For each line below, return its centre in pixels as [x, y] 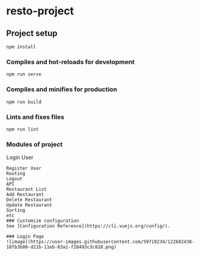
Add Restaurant [25, 195]
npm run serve [24, 74]
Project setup [32, 33]
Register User [24, 168]
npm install [21, 47]
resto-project [40, 11]
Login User [20, 158]
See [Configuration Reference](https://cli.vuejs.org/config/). [88, 226]
